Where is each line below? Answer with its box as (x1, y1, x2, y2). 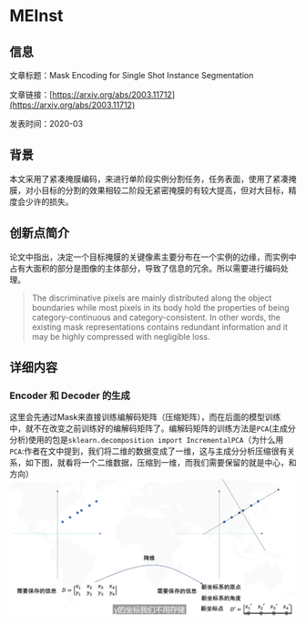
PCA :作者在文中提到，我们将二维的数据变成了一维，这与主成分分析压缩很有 (9, 446, 288, 456)
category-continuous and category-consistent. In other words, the (31, 312, 280, 323)
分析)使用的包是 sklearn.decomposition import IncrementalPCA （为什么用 (9, 435, 284, 446)
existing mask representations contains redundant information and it (31, 321, 289, 333)
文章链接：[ (9, 89, 53, 100)
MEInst (9, 5, 64, 26)
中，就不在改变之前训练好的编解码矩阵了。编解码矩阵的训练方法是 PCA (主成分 (9, 423, 296, 434)
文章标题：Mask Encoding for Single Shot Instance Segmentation (9, 70, 254, 80)
